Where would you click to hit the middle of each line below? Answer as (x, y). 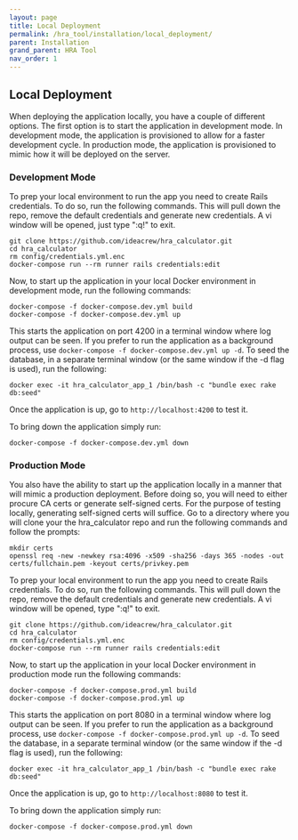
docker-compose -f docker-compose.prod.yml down (101, 827)
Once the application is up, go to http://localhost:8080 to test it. (129, 794)
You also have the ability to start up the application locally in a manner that (145, 485)
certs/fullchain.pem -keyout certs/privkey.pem (99, 564)
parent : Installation (49, 42)
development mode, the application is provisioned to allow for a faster (137, 135)
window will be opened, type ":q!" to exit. (85, 609)
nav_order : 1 (33, 59)
